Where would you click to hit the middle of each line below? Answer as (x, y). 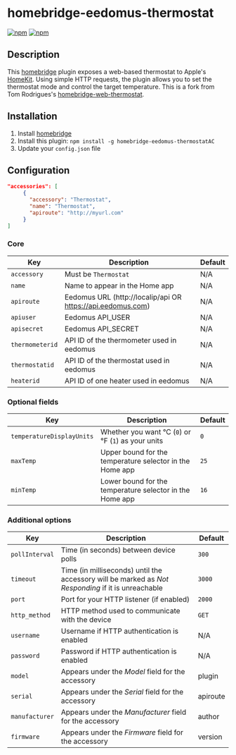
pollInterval (33, 554)
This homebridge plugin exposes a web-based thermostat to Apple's (107, 71)
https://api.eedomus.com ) (107, 306)
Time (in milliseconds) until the (112, 570)
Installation (32, 117)
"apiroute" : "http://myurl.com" (77, 213)
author (209, 717)
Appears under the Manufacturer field (124, 712)
